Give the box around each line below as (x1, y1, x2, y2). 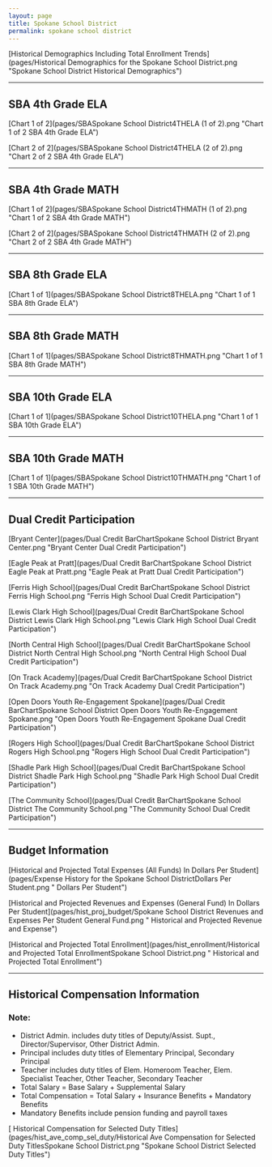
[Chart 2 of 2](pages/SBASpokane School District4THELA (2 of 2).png (8, 143, 243, 153)
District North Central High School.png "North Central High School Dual (8, 648, 247, 658)
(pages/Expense (8, 873, 63, 883)
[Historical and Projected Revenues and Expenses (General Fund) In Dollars (8, 898, 261, 907)
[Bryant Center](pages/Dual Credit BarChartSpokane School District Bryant (8, 534, 259, 544)
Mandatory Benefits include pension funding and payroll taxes (19, 1108, 228, 1118)
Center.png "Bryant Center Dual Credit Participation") (8, 543, 187, 553)
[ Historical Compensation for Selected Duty (8, 1123, 156, 1133)
